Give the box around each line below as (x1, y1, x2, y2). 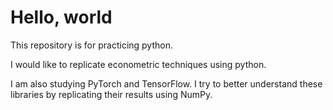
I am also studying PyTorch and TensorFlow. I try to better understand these (10, 77, 323, 90)
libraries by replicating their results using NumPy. (10, 88, 213, 100)
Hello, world (10, 6, 113, 29)
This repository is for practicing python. (10, 39, 173, 51)
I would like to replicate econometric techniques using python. (10, 58, 267, 70)
